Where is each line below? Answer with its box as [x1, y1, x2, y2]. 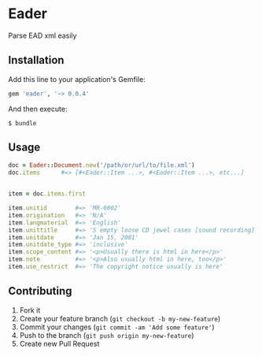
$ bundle [8, 119, 37, 127]
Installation [8, 54, 65, 67]
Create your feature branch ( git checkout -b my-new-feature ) [19, 313, 221, 323]
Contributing [8, 284, 72, 298]
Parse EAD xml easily [8, 31, 77, 40]
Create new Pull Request [19, 339, 100, 348]
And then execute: [8, 104, 68, 113]
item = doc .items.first [8, 190, 87, 198]
